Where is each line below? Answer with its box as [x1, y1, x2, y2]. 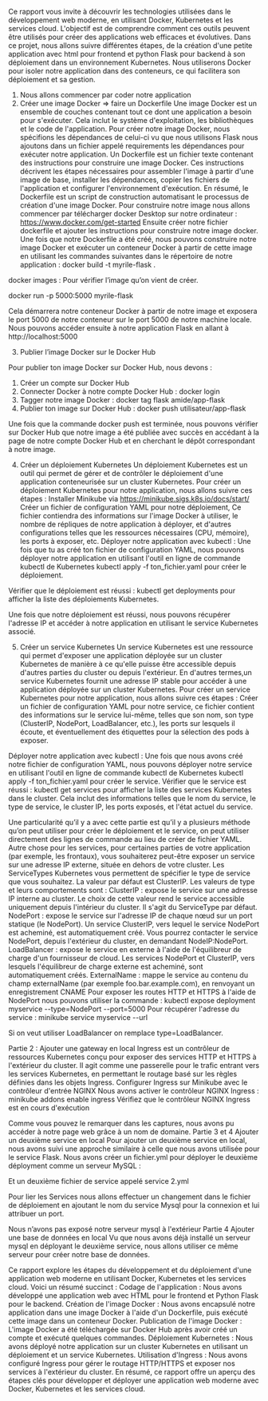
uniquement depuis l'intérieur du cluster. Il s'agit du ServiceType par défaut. [8, 903, 258, 911]
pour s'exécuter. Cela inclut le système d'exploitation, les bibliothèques [19, 116, 254, 125]
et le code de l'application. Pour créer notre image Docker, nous [19, 124, 231, 133]
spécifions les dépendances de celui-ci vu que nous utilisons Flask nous [19, 133, 258, 142]
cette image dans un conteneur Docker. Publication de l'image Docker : [8, 1316, 242, 1325]
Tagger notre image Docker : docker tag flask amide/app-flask [19, 395, 226, 404]
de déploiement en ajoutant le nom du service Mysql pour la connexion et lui [8, 1201, 260, 1209]
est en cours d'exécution [8, 1103, 90, 1113]
